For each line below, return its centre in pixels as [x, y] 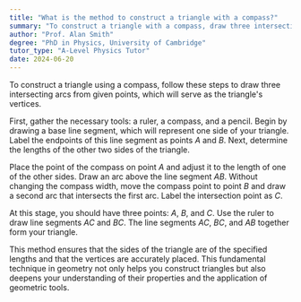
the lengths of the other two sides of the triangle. [99, 150]
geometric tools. [39, 287]
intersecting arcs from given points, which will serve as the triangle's [136, 94]
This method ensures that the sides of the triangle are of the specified [138, 249]
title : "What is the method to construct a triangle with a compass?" [144, 17]
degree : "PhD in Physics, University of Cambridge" [107, 43]
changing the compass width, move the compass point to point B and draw [148, 186]
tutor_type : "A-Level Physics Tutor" [80, 51]
